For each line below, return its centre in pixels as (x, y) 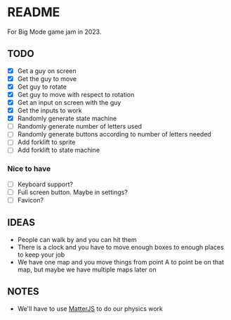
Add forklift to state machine (59, 150)
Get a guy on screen (47, 70)
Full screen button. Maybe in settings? (73, 192)
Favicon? (31, 200)
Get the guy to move (47, 79)
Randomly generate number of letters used (80, 127)
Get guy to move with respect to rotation (76, 94)
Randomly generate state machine (67, 119)
